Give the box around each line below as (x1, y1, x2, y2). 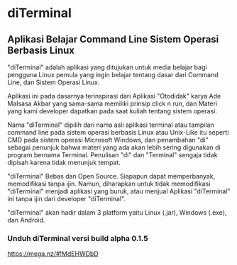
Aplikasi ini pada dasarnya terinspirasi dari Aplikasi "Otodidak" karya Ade (7, 92, 221, 100)
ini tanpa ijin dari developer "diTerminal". (7, 195, 126, 203)
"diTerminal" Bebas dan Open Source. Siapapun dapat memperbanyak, (7, 172, 216, 180)
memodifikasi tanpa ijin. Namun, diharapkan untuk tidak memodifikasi (7, 179, 211, 188)
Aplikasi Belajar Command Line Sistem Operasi (7, 33, 219, 45)
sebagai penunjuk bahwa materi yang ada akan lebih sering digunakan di (7, 143, 221, 152)
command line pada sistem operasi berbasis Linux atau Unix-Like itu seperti (7, 128, 229, 136)
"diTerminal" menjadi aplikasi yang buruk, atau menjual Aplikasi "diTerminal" (7, 187, 231, 196)
